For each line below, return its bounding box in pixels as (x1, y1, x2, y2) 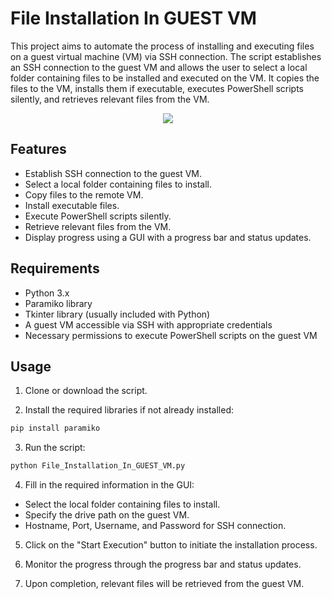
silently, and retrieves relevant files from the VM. (10, 93, 210, 105)
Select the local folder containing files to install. (24, 498, 221, 511)
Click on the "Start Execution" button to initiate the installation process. (24, 539, 318, 551)
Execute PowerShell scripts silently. (24, 210, 172, 222)
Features (10, 141, 67, 158)
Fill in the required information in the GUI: (24, 479, 195, 491)
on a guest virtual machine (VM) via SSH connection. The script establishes (10, 50, 322, 62)
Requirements (10, 260, 100, 277)
